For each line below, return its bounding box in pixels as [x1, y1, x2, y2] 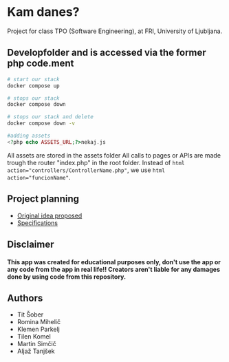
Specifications [17, 218, 58, 227]
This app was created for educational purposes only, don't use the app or [7, 257, 221, 266]
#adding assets [7, 132, 51, 139]
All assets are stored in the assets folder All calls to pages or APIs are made [7, 151, 221, 159]
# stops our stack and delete [7, 114, 94, 120]
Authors [7, 292, 43, 304]
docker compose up [7, 82, 60, 89]
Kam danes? [7, 4, 80, 20]
